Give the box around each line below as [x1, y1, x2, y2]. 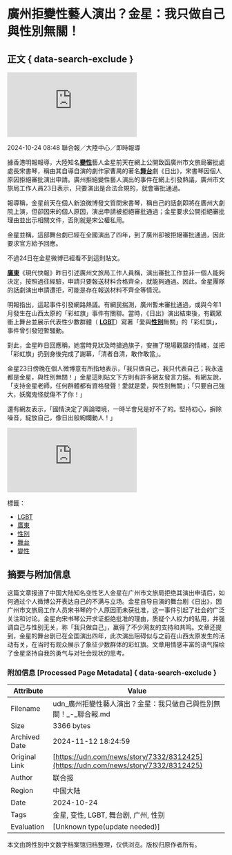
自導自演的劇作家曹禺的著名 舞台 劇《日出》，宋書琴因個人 [61, 167, 222, 175]
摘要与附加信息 [7, 569, 71, 580]
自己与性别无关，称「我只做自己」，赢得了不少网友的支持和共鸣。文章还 [12, 622, 216, 631]
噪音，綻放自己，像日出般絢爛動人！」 [7, 413, 116, 422]
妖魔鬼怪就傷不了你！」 [19, 391, 86, 398]
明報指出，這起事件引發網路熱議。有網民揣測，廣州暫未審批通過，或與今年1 [7, 301, 222, 308]
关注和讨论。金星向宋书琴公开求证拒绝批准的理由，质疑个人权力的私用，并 [7, 614, 219, 622]
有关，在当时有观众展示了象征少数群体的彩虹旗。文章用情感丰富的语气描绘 [12, 640, 225, 649]
